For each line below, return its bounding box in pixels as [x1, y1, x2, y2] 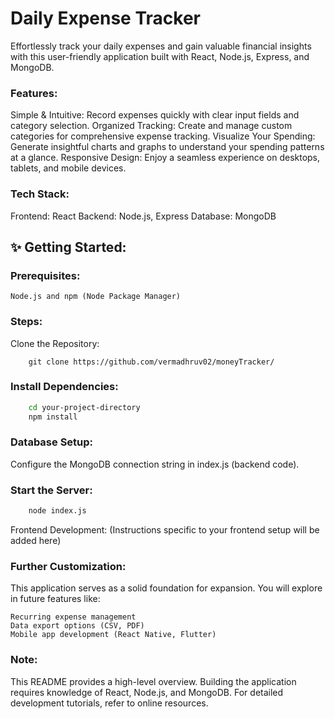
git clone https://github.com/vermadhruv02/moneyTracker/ [28, 357, 275, 367]
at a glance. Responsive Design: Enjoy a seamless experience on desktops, [10, 152, 321, 164]
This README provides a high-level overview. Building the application [10, 675, 297, 687]
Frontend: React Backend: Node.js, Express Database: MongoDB [10, 210, 277, 222]
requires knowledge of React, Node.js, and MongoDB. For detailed [10, 686, 284, 698]
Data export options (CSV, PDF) [10, 621, 145, 631]
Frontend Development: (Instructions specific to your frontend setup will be [10, 524, 320, 536]
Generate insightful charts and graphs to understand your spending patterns [10, 141, 325, 153]
